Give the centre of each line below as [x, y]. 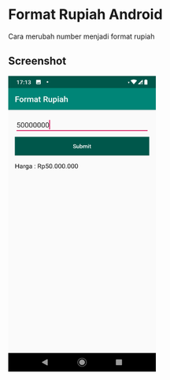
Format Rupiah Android [85, 15]
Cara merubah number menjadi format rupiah [81, 36]
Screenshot [37, 61]
